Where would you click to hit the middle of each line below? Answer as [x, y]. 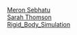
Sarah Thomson [30, 17]
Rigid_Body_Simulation [38, 24]
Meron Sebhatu [29, 10]
